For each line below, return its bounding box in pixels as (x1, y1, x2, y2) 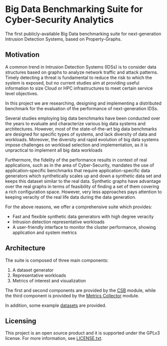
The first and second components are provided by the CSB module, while (5, 287, 156, 293)
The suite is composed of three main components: (5, 257, 109, 263)
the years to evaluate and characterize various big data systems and (5, 120, 146, 126)
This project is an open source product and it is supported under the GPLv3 (5, 330, 161, 336)
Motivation (5, 51, 40, 59)
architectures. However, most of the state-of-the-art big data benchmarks (5, 126, 157, 132)
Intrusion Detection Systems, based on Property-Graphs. (5, 36, 122, 42)
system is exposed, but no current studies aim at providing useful (5, 80, 140, 86)
